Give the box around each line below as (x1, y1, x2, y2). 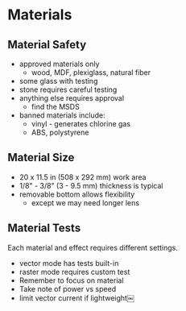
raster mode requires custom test (19, 267, 130, 276)
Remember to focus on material (19, 276, 124, 285)
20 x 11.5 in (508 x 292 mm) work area (19, 172, 147, 182)
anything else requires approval (19, 93, 125, 102)
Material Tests (7, 222, 81, 235)
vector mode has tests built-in (19, 258, 119, 267)
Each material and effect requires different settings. (7, 243, 178, 252)
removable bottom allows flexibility (19, 189, 135, 199)
